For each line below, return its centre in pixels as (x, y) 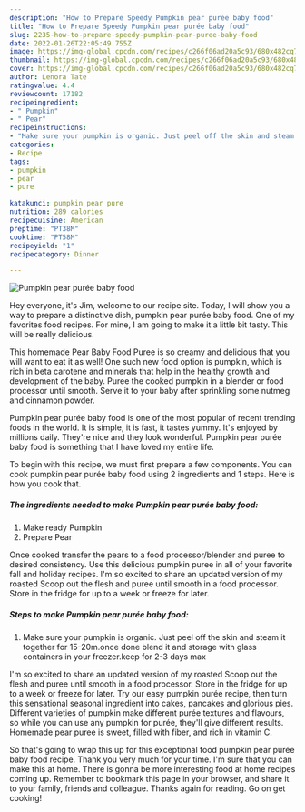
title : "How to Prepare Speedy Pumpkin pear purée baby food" (129, 26)
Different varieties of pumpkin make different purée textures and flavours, (147, 713)
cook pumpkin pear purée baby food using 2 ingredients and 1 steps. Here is (152, 475)
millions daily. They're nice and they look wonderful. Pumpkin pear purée (146, 437)
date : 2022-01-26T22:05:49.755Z (70, 43)
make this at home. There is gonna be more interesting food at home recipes (152, 769)
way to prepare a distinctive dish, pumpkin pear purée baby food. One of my (152, 316)
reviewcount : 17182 (46, 94)
